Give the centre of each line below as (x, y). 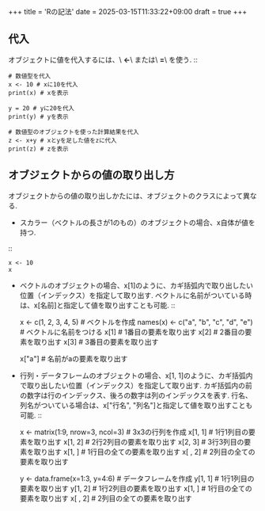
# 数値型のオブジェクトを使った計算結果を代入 (74, 132)
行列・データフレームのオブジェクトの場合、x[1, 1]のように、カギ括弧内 (136, 376)
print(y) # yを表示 (38, 116)
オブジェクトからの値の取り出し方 (91, 175)
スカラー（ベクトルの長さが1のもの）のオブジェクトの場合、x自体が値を (137, 222)
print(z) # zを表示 (38, 149)
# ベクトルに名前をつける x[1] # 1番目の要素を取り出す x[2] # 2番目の (132, 332)
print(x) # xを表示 (38, 93)
